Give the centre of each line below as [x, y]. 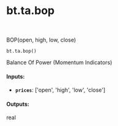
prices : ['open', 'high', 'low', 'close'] [60, 90]
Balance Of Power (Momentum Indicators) [59, 62]
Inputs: [16, 76]
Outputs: [18, 104]
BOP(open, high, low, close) [41, 40]
